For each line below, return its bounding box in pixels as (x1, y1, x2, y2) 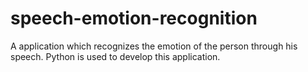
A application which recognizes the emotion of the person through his (10, 40, 298, 52)
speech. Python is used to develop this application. (10, 50, 221, 62)
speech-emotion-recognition (10, 7, 258, 30)
